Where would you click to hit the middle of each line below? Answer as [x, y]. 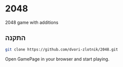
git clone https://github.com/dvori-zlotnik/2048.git [62, 49]
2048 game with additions [32, 22]
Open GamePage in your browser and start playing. [57, 59]
